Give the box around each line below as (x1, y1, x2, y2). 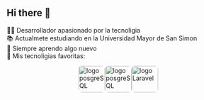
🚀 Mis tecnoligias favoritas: (6, 51, 86, 60)
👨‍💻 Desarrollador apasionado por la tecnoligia (6, 26, 141, 34)
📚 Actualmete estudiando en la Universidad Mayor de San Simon (6, 33, 198, 43)
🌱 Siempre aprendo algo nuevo (6, 44, 97, 52)
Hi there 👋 (6, 7, 51, 19)
